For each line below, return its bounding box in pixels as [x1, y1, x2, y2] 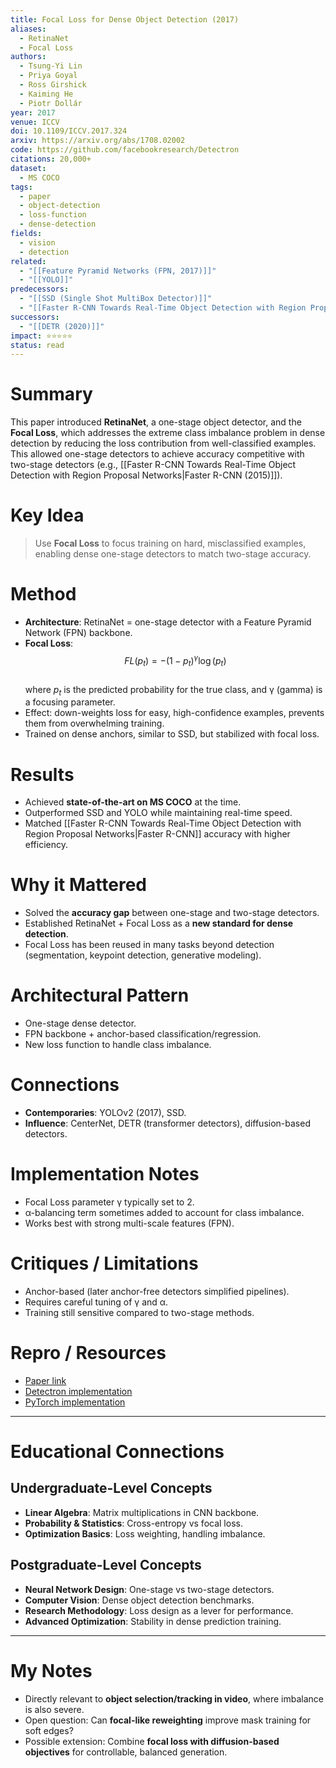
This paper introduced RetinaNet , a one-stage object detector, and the [10, 416, 302, 428]
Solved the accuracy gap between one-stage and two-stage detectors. [24, 907, 320, 919]
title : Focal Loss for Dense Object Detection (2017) [10, 14, 240, 25]
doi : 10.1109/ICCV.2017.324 [10, 126, 128, 136]
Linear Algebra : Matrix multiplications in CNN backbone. [24, 1506, 260, 1518]
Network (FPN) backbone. [24, 627, 133, 639]
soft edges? [24, 1724, 74, 1736]
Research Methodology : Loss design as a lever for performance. [24, 1604, 294, 1616]
